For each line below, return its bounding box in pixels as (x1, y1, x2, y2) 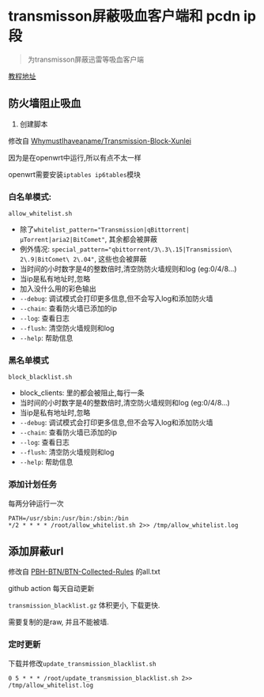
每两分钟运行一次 (8, 499, 64, 508)
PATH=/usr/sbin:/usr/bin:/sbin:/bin (8, 514, 129, 522)
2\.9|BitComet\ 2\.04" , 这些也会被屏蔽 (19, 254, 148, 264)
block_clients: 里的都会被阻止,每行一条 (19, 388, 145, 397)
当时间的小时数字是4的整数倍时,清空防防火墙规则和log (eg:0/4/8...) (19, 264, 237, 273)
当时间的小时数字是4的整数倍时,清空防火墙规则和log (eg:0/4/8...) (19, 398, 231, 408)
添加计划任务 (8, 479, 58, 490)
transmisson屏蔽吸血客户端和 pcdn (8, 7, 241, 25)
